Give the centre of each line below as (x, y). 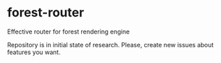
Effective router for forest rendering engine (69, 32)
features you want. (34, 52)
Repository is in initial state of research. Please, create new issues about (110, 45)
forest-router (46, 13)
